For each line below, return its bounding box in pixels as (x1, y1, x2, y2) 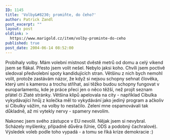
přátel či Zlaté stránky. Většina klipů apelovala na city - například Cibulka (5, 92, 157, 98)
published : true (5, 41, 40, 46)
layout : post (5, 26, 33, 32)
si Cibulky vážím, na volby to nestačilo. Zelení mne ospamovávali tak (5, 102, 149, 108)
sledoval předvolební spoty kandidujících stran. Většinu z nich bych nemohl (5, 70, 163, 76)
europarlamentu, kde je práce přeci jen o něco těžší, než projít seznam (5, 86, 153, 92)
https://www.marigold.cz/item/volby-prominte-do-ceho (10, 36, 126, 41)
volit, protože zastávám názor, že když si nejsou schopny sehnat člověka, (5, 75, 159, 81)
